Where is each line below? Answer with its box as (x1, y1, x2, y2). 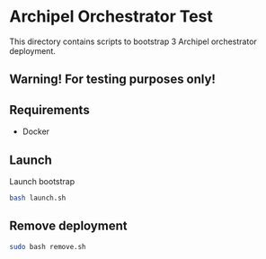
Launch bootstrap (9, 175, 75, 186)
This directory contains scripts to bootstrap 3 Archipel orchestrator (9, 36, 258, 47)
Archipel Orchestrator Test (9, 6, 214, 27)
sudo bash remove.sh (9, 242, 87, 251)
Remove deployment (9, 219, 128, 234)
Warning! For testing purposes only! (9, 72, 216, 87)
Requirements (9, 102, 90, 118)
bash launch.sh (9, 193, 66, 202)
